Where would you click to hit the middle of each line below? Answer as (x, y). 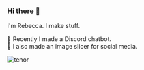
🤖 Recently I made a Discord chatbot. (59, 39)
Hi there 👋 (24, 11)
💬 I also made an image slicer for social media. (72, 47)
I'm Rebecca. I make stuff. (44, 26)
